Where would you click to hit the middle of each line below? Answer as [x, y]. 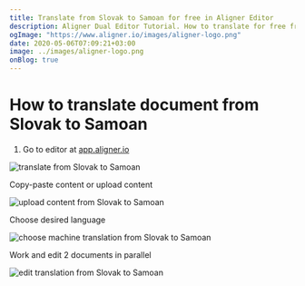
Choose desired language [58, 220]
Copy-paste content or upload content [81, 184]
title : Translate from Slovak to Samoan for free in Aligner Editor [142, 18]
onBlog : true [34, 60]
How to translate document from [134, 105]
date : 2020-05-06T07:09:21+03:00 [73, 43]
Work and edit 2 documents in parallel [80, 254]
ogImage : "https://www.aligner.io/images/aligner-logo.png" [126, 35]
